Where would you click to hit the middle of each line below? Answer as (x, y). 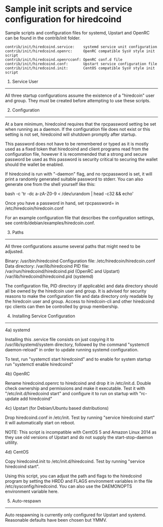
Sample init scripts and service (69, 9)
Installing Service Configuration (43, 316)
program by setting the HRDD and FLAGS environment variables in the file (79, 481)
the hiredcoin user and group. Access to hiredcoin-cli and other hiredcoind (80, 301)
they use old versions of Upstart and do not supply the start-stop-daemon (79, 437)
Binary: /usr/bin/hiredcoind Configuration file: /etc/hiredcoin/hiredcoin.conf (80, 261)
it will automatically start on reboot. (40, 422)
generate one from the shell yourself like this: (50, 184)
